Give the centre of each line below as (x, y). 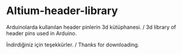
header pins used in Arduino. (42, 33)
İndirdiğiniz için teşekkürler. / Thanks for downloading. (73, 45)
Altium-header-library (62, 11)
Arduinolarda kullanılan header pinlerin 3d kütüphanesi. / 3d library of (91, 27)
